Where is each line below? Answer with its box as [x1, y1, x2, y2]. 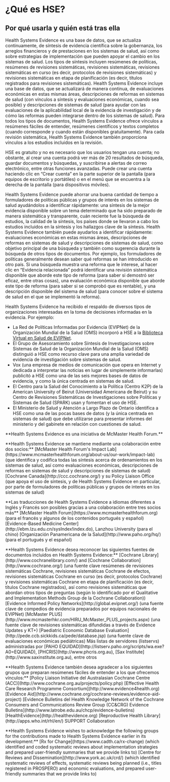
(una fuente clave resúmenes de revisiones [63, 563, 154, 569]
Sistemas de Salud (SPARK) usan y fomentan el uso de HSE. [12, 399, 138, 405]
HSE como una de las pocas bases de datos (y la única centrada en [12, 411, 154, 416]
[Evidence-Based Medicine [5, 520, 62, 527]
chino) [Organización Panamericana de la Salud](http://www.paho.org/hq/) [5, 531, 161, 537]
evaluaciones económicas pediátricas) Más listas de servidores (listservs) [5, 638, 159, 644]
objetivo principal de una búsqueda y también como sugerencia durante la [5, 245, 160, 251]
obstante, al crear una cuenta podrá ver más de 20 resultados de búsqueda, [5, 155, 164, 161]
